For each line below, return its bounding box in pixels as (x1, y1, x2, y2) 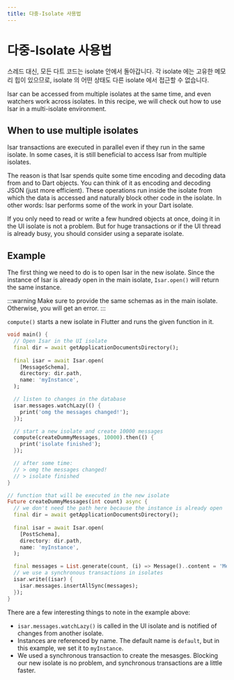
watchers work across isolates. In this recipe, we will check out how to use (7, 97, 221, 105)
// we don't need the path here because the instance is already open (13, 505, 223, 512)
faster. (17, 666, 36, 674)
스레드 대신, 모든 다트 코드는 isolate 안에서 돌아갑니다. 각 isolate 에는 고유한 (7, 67, 214, 75)
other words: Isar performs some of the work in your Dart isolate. (7, 201, 194, 209)
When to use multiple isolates (7, 124, 139, 136)
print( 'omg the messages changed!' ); (19, 408, 130, 415)
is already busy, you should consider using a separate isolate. (7, 230, 185, 238)
